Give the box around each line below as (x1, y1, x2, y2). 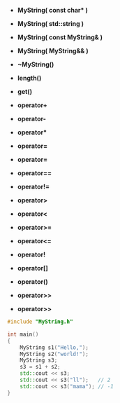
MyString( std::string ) (17, 20, 84, 27)
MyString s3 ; (20, 357, 58, 364)
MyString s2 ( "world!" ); (20, 350, 89, 357)
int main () (7, 331, 39, 338)
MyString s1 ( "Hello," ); (20, 343, 89, 351)
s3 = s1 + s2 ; (20, 364, 61, 371)
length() (17, 74, 42, 82)
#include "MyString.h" (7, 318, 73, 325)
